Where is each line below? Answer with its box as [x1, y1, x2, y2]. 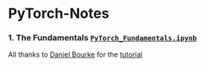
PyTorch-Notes [8, 5, 110, 23]
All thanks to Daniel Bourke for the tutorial [8, 50, 143, 59]
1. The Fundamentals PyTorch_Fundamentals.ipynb [8, 33, 197, 43]
